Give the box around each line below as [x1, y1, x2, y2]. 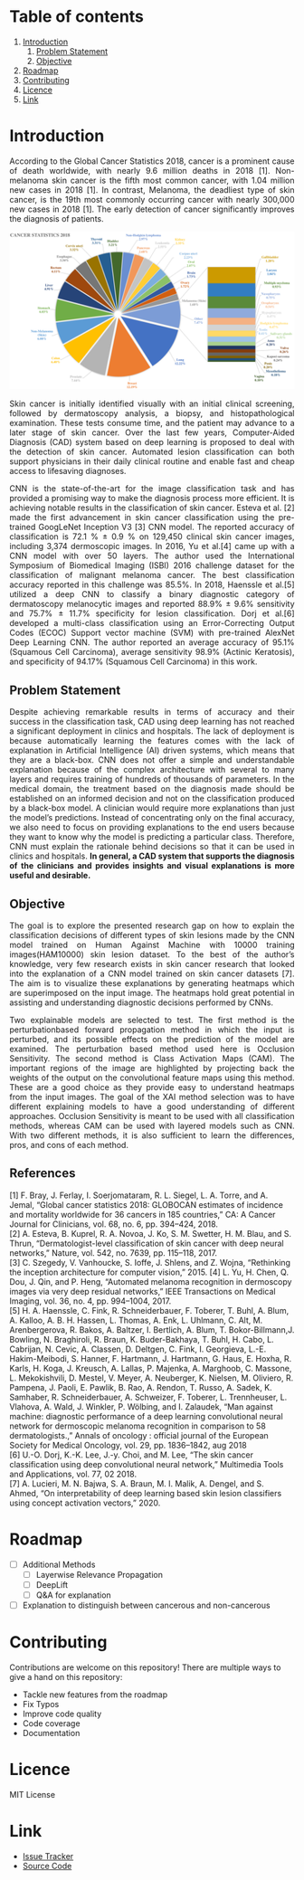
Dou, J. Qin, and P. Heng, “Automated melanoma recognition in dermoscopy [9, 1276, 292, 1287]
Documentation [22, 1728, 81, 1739]
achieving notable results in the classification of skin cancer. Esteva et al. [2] [9, 502, 295, 513]
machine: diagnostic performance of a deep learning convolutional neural [9, 1410, 283, 1421]
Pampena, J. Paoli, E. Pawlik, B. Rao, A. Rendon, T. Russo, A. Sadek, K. [9, 1382, 273, 1392]
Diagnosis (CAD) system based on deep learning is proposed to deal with [9, 437, 295, 448]
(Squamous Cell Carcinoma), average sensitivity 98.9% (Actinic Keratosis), [9, 647, 295, 658]
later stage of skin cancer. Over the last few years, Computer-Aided [9, 427, 295, 438]
